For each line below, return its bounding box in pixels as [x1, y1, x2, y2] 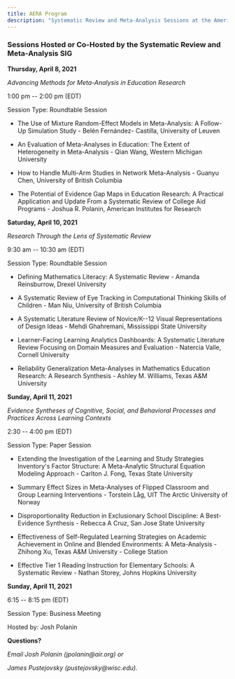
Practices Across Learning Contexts [7, 413, 112, 422]
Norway [17, 497, 41, 506]
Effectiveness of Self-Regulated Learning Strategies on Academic [17, 532, 207, 541]
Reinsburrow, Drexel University [17, 280, 107, 288]
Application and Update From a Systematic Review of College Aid [17, 197, 206, 206]
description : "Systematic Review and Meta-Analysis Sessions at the [7, 17, 211, 24]
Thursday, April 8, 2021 [7, 65, 77, 73]
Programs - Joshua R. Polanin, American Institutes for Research [17, 204, 201, 213]
